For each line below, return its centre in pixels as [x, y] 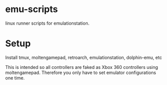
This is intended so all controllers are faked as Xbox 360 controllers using [82, 67]
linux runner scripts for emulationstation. [47, 23]
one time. [15, 78]
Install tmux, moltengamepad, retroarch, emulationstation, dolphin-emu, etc [84, 57]
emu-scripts [32, 9]
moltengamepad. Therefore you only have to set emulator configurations [81, 72]
